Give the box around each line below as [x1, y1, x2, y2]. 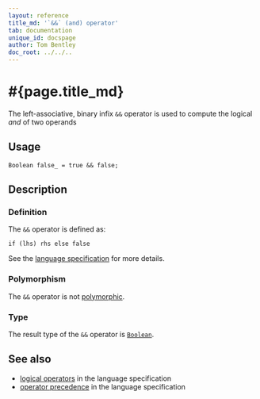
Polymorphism [8, 274, 66, 285]
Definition [8, 207, 48, 218]
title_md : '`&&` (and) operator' [8, 19, 119, 27]
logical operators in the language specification [19, 374, 172, 383]
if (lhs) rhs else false [8, 240, 90, 248]
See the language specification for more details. [8, 254, 165, 263]
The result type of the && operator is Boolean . [8, 330, 155, 340]
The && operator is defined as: [8, 224, 106, 234]
